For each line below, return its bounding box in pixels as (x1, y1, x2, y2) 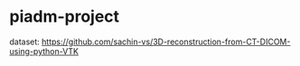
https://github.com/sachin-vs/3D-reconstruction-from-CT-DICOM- (42, 36, 291, 47)
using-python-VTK (9, 45, 80, 56)
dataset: (9, 36, 41, 47)
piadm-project (9, 6, 120, 27)
